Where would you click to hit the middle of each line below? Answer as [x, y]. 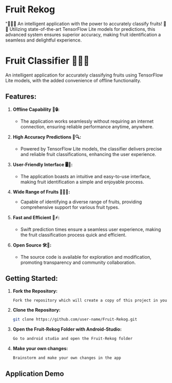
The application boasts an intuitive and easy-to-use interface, [85, 176]
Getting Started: [32, 279]
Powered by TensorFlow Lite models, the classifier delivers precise [91, 149]
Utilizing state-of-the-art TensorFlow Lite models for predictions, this [82, 29]
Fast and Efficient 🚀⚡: [36, 217]
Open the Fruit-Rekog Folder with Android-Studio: [67, 329]
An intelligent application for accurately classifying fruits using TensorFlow [84, 75]
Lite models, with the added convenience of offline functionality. [73, 80]
